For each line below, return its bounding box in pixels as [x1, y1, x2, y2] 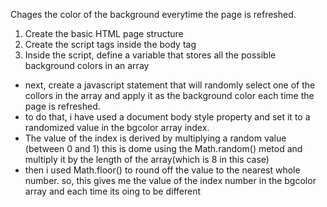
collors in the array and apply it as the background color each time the [24, 90, 315, 101]
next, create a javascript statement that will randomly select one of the [24, 79, 316, 91]
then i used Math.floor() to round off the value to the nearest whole [24, 164, 301, 176]
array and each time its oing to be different [24, 185, 202, 197]
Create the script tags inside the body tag [24, 39, 197, 50]
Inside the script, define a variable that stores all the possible [24, 49, 277, 61]
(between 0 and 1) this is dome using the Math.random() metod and [24, 143, 303, 154]
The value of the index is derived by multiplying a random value [24, 132, 287, 144]
